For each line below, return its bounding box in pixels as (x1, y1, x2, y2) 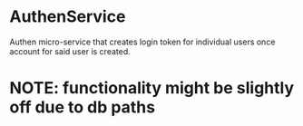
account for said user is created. (9, 45, 132, 56)
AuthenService (9, 6, 126, 27)
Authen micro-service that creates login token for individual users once (9, 36, 276, 47)
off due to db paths (9, 97, 156, 118)
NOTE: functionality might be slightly (9, 78, 295, 99)
